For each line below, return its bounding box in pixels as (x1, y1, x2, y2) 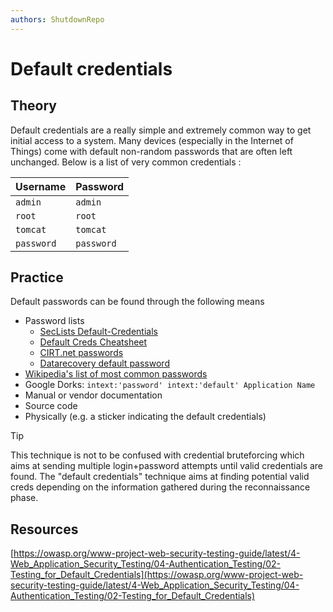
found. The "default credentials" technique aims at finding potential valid (10, 471, 310, 483)
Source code (24, 400, 78, 412)
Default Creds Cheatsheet (39, 336, 148, 348)
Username (15, 179, 67, 193)
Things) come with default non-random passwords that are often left (10, 145, 293, 157)
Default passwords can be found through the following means (10, 296, 265, 308)
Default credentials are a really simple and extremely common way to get (10, 124, 312, 136)
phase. (10, 492, 39, 504)
